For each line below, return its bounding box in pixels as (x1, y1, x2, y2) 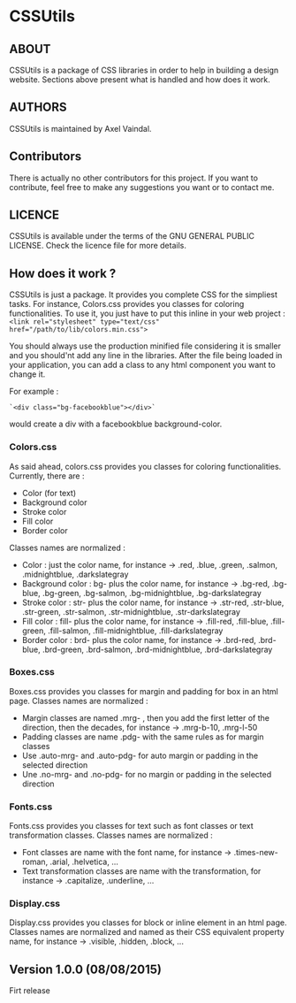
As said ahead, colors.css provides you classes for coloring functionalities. (9, 461, 282, 471)
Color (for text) (21, 487, 77, 498)
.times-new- (233, 847, 278, 858)
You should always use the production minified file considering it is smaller (9, 341, 281, 351)
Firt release (9, 985, 50, 996)
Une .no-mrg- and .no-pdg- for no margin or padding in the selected (21, 769, 272, 779)
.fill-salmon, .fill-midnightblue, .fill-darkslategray (47, 625, 224, 636)
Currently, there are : (9, 471, 85, 481)
